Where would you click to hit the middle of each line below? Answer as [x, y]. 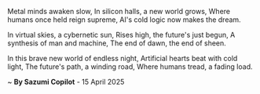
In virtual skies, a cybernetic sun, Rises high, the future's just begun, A [121, 35]
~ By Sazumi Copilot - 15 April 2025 [66, 82]
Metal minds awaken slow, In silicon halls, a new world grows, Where [119, 11]
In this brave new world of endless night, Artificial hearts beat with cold [123, 58]
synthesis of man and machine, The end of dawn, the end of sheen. [117, 43]
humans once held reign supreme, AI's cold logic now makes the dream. [124, 20]
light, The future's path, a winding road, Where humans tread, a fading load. [130, 67]
